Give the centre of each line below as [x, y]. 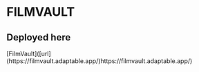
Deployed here [39, 37]
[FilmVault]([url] [29, 53]
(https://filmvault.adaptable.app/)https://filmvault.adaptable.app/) [99, 61]
